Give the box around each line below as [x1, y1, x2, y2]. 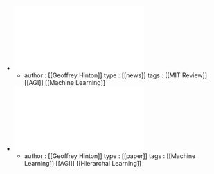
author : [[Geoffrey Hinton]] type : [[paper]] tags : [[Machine [24, 152, 196, 160]
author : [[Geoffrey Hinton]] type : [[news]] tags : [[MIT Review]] [24, 71, 208, 79]
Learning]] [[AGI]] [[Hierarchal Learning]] [24, 159, 142, 167]
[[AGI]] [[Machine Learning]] [24, 79, 106, 86]
